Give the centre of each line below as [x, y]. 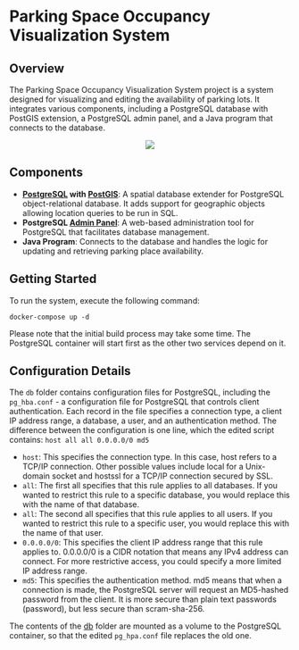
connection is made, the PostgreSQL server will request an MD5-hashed [155, 590]
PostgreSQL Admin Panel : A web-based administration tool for [138, 222]
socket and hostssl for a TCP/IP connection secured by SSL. [163, 476]
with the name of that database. [81, 504]
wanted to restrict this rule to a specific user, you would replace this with [156, 523]
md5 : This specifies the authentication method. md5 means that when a [152, 580]
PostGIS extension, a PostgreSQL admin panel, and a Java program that [141, 118]
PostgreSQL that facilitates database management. [116, 232]
